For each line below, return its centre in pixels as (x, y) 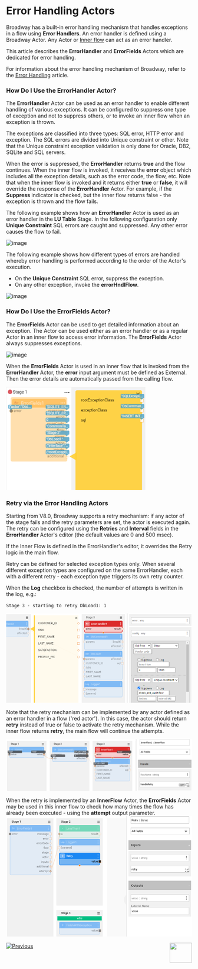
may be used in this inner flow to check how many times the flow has (90, 807)
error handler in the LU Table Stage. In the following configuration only (92, 219)
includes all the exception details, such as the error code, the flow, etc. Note (98, 176)
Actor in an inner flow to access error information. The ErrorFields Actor (94, 337)
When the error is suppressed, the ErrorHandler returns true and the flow (96, 164)
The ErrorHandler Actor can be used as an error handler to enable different (98, 103)
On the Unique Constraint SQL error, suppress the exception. (89, 279)
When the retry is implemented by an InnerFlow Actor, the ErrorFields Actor (99, 800)
